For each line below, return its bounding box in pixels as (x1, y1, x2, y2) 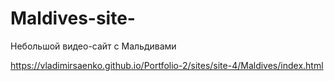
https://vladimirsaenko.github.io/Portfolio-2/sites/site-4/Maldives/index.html (10, 59, 324, 71)
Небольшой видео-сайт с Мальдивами (10, 40, 177, 52)
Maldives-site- (10, 7, 136, 30)
